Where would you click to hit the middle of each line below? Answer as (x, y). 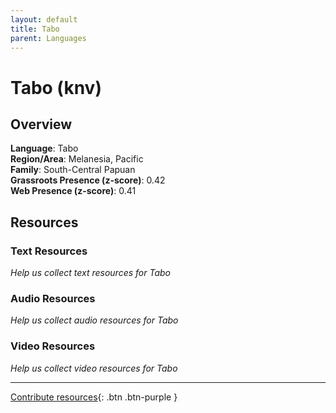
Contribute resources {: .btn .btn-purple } (94, 397)
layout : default (44, 19)
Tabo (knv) (56, 87)
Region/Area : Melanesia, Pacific (77, 159)
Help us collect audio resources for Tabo (94, 320)
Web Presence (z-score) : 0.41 (73, 191)
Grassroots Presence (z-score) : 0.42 (88, 180)
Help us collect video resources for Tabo (94, 368)
